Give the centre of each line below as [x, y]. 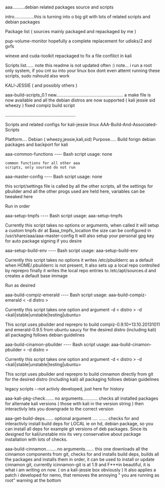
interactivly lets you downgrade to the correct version [59, 409]
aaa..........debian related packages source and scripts [59, 7]
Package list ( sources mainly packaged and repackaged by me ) [71, 31]
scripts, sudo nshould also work [37, 76]
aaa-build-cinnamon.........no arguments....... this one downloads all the [77, 449]
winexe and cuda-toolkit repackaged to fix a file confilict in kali [69, 56]
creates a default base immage [36, 276]
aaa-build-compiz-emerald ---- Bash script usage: [56, 295]
